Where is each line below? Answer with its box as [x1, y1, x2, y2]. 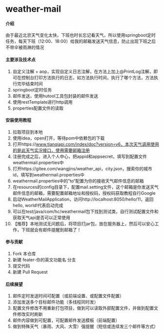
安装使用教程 [5, 117, 31, 123]
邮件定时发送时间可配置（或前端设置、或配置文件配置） [12, 293, 124, 299]
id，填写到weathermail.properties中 [12, 172, 85, 178]
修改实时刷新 [17, 312, 43, 317]
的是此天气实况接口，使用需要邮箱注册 [12, 147, 90, 153]
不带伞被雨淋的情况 [5, 45, 44, 50]
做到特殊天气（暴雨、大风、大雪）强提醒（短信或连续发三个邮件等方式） [12, 324, 158, 330]
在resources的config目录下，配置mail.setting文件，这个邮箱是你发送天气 [12, 184, 159, 190]
